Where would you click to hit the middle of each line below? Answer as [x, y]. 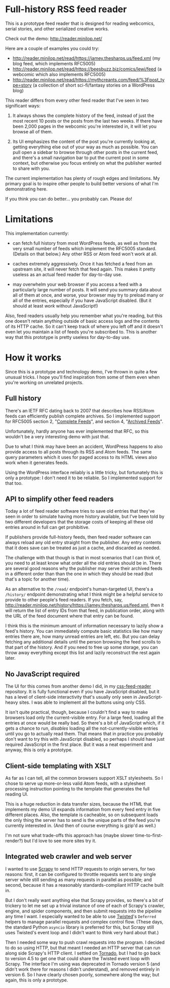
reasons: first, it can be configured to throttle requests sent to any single [81, 874]
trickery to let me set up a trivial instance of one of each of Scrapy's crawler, [85, 905]
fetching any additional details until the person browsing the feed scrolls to [83, 642]
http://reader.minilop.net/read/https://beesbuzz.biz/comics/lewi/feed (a [87, 69]
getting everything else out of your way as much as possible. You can [85, 147]
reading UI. [17, 794]
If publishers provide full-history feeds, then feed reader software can [78, 537]
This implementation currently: [37, 233]
